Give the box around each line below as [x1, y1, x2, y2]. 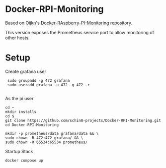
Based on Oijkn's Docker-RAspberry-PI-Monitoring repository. [5, 20, 133, 26]
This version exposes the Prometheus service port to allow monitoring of [5, 29, 154, 35]
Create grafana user [5, 68, 46, 74]
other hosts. [5, 35, 30, 41]
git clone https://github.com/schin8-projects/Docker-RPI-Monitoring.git [5, 118, 162, 123]
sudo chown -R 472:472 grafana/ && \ [5, 135, 83, 140]
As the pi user [5, 95, 34, 101]
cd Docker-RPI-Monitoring [5, 122, 59, 127]
